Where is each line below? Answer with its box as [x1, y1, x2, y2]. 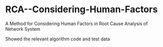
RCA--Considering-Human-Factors [5, 4, 158, 15]
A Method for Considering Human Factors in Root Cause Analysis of [5, 20, 148, 27]
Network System [5, 26, 41, 32]
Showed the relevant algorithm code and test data [5, 36, 111, 42]
